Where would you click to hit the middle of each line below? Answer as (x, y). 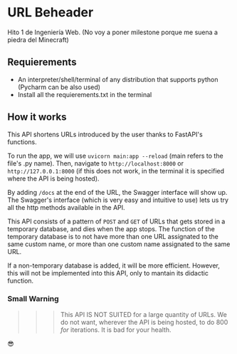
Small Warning (33, 299)
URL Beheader (51, 12)
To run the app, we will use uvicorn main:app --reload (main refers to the (115, 156)
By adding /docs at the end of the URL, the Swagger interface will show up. (117, 192)
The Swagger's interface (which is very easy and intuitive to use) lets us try (118, 200)
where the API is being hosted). (53, 178)
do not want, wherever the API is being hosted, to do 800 (144, 322)
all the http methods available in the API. (67, 207)
